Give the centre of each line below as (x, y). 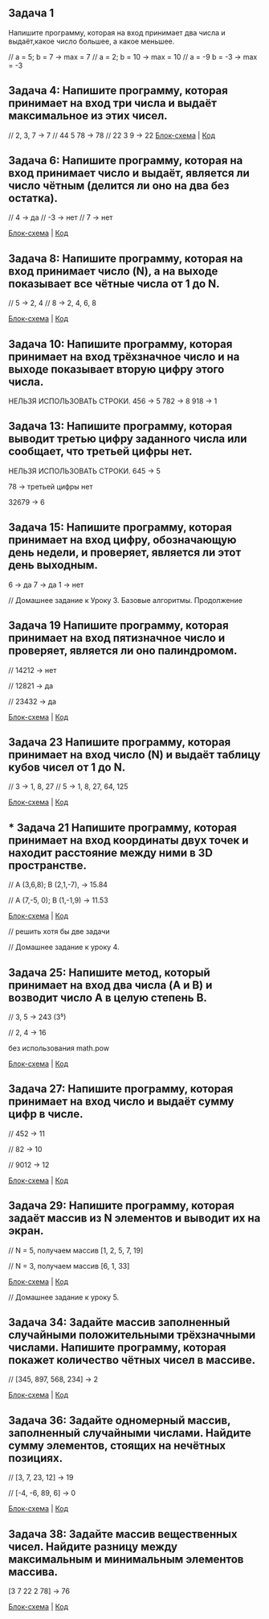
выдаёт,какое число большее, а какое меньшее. (92, 41)
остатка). (33, 198)
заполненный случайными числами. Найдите (130, 1433)
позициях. (35, 1458)
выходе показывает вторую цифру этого (116, 369)
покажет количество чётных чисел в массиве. (132, 1360)
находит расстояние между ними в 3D (110, 853)
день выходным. (53, 566)
